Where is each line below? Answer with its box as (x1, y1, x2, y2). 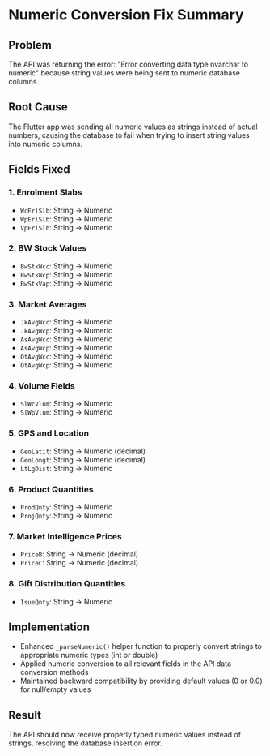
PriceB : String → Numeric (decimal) (19, 549, 139, 559)
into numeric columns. (8, 139, 83, 148)
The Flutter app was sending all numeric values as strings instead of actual (8, 122, 258, 131)
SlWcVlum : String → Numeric (19, 399, 113, 409)
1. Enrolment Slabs (8, 187, 82, 198)
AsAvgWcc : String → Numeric (19, 334, 113, 344)
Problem (8, 38, 53, 52)
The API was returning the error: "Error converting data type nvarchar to (8, 59, 249, 69)
